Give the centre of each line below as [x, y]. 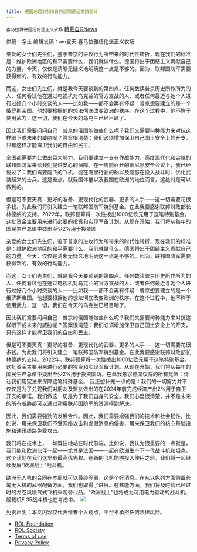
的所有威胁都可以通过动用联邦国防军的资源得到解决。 [70, 403]
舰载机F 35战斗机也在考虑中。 [43, 499]
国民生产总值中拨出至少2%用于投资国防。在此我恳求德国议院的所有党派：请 [98, 374]
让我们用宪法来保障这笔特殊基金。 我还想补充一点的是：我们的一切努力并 [94, 381]
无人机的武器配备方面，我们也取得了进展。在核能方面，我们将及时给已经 [98, 484]
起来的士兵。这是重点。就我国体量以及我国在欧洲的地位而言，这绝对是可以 [101, 179]
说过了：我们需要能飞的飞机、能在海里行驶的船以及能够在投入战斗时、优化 [96, 172]
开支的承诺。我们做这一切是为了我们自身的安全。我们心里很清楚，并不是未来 [98, 396]
